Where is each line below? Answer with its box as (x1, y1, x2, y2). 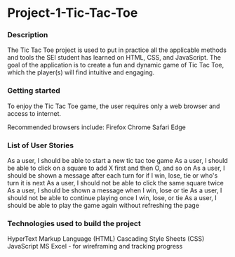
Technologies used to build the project (7, 219, 142, 228)
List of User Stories (7, 140, 74, 150)
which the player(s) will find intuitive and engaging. (7, 68, 155, 77)
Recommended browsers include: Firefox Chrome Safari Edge (7, 123, 186, 131)
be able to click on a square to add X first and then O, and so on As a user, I (7, 164, 226, 173)
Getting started (7, 86, 61, 95)
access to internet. (7, 109, 62, 117)
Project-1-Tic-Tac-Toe (7, 5, 138, 21)
